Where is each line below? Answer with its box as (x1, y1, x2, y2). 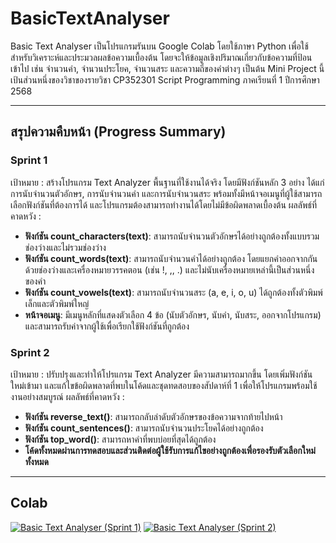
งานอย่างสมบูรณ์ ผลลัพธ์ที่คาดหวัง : (10, 390, 125, 402)
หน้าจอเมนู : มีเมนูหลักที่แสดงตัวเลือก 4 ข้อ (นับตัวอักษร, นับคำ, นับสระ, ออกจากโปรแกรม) (24, 308, 322, 321)
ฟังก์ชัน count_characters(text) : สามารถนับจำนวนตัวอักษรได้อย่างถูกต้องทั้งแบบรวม (24, 230, 320, 242)
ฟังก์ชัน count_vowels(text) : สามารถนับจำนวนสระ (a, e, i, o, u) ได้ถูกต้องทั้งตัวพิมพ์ (24, 286, 323, 298)
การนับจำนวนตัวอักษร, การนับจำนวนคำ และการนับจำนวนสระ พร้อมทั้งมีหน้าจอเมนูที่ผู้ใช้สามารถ (10, 187, 323, 199)
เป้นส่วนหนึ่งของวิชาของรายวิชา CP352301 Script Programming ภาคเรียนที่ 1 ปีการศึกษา (10, 73, 320, 86)
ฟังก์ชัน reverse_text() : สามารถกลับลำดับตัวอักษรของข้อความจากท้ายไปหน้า (24, 410, 283, 422)
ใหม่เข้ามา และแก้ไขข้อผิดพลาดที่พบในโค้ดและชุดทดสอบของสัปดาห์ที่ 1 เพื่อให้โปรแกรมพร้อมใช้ (10, 379, 318, 391)
